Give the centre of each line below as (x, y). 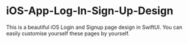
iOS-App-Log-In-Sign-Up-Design (90, 11)
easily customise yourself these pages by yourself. (68, 33)
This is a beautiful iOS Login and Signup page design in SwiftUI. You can (94, 27)
